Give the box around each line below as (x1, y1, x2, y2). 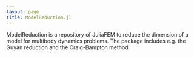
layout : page (6, 8, 39, 15)
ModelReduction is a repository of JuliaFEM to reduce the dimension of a (6, 31, 189, 38)
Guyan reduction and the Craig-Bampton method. (6, 43, 130, 51)
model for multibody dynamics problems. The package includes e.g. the (6, 37, 186, 44)
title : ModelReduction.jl (6, 14, 72, 20)
